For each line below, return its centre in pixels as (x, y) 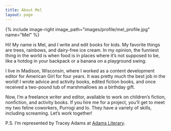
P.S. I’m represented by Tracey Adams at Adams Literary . (65, 123)
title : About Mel (24, 10)
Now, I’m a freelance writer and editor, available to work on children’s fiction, (86, 97)
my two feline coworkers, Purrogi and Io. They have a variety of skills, (79, 108)
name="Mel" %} (22, 35)
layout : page (19, 15)
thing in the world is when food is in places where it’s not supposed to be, (83, 55)
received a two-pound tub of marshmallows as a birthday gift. (70, 87)
